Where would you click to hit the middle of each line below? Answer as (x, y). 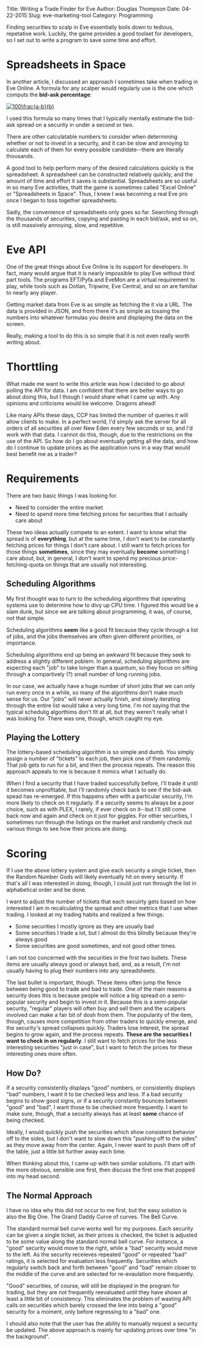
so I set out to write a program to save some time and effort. (82, 40)
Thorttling (32, 367)
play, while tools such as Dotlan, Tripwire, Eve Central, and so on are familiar (102, 286)
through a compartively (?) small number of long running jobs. (84, 674)
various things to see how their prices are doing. (67, 829)
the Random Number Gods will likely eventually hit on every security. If (95, 877)
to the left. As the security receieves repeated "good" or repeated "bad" (97, 1254)
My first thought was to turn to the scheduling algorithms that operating (96, 598)
